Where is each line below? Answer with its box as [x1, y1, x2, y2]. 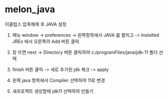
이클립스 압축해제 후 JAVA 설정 [5, 21, 67, 27]
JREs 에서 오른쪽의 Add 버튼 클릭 [12, 38, 79, 44]
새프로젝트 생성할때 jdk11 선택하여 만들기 [12, 88, 94, 94]
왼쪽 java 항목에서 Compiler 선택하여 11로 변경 [12, 77, 106, 83]
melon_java [5, 4, 55, 15]
